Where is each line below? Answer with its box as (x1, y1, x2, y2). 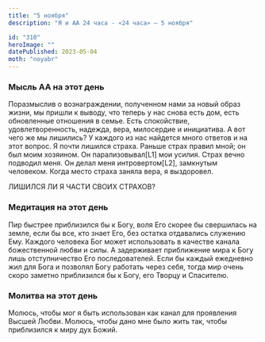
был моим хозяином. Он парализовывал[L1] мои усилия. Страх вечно (8, 150, 245, 159)
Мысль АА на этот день (8, 81, 105, 92)
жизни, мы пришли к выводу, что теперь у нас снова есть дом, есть (8, 108, 240, 117)
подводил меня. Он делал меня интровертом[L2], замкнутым (8, 158, 218, 168)
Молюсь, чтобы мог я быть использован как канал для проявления (8, 308, 237, 317)
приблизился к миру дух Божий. (8, 325, 118, 334)
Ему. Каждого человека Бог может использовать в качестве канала (8, 237, 240, 246)
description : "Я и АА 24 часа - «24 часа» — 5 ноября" (8, 19, 194, 27)
